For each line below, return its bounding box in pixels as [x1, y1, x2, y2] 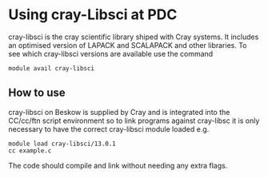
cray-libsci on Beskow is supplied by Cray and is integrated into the [8, 107, 230, 117]
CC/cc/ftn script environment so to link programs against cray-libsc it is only [8, 116, 260, 125]
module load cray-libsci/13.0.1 [8, 140, 116, 148]
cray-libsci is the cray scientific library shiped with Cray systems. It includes [8, 32, 259, 42]
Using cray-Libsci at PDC [8, 6, 178, 24]
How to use [8, 86, 66, 100]
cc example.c [8, 146, 52, 155]
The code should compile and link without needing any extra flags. [8, 160, 228, 170]
